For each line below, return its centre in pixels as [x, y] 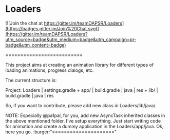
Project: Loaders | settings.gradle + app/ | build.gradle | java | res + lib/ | [82, 90]
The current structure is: [31, 80]
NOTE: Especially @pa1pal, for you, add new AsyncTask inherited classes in [85, 115]
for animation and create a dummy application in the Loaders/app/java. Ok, [84, 126]
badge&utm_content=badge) [36, 45]
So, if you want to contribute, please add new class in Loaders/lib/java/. [81, 105]
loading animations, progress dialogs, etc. [50, 70]
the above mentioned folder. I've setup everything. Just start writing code [83, 121]
